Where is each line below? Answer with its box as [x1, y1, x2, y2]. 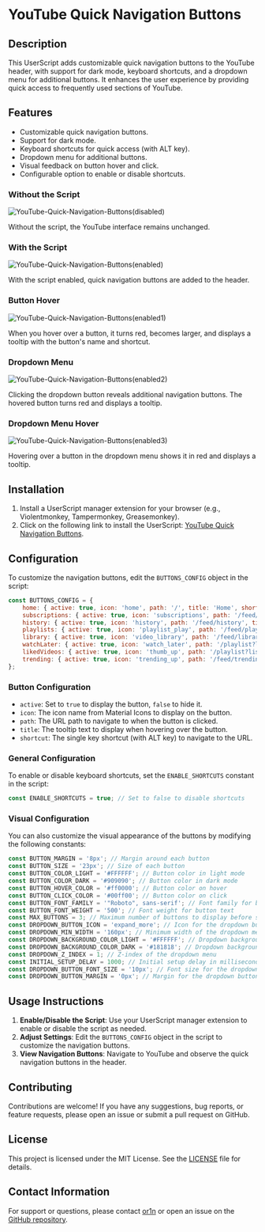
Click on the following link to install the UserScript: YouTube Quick [19, 521, 234, 530]
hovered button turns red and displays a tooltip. [8, 398, 163, 408]
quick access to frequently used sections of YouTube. [8, 83, 183, 93]
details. [8, 1162, 32, 1172]
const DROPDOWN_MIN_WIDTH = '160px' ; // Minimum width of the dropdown [8, 928, 248, 937]
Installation [8, 483, 65, 496]
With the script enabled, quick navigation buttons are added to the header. [8, 275, 250, 285]
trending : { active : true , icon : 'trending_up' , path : [22, 655, 207, 663]
